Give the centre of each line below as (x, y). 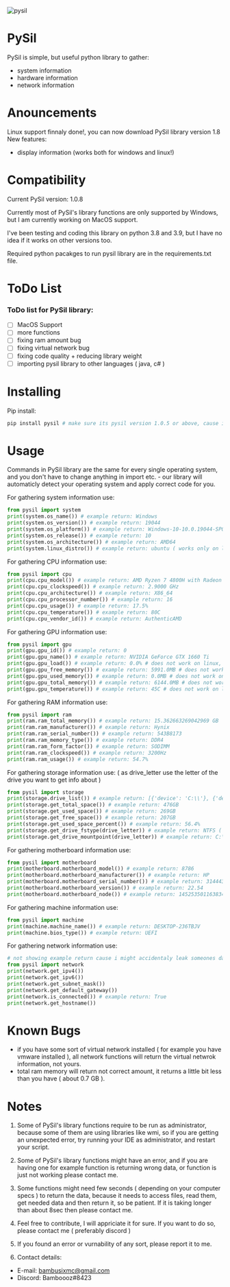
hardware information (48, 77)
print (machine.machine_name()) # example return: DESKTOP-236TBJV (104, 926)
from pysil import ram (39, 714)
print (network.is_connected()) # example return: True (87, 997)
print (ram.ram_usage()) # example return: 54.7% (78, 759)
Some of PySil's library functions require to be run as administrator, (112, 1125)
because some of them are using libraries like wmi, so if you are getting (118, 1133)
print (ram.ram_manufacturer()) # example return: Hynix (88, 727)
